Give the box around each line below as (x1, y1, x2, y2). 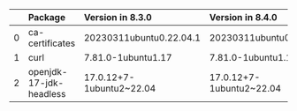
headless (27, 88, 66, 100)
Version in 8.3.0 (83, 11, 152, 23)
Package (27, 11, 66, 23)
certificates (27, 37, 76, 49)
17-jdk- (27, 77, 65, 89)
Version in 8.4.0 (209, 11, 278, 23)
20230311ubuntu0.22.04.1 (83, 32, 202, 43)
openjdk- (27, 66, 68, 78)
